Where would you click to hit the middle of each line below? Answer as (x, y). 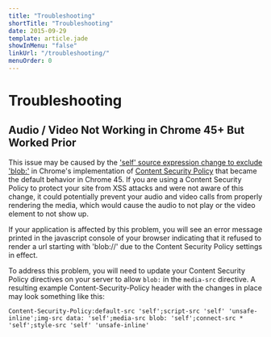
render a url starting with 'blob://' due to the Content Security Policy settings (135, 246)
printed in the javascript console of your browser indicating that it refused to (135, 238)
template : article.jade (48, 38)
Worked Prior (42, 143)
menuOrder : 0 (30, 61)
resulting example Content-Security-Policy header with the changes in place (135, 288)
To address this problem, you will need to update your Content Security (127, 270)
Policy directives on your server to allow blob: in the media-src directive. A (132, 279)
